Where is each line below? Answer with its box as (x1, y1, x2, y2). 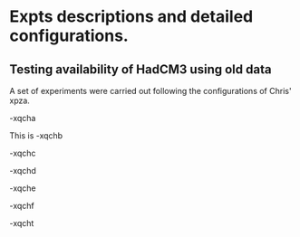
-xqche (9, 183, 36, 194)
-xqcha (9, 113, 36, 123)
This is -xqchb (9, 130, 63, 141)
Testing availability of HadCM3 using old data (9, 62, 272, 77)
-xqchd (9, 166, 36, 175)
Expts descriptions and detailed (9, 6, 254, 27)
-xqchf (9, 201, 34, 211)
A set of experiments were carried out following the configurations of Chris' (9, 86, 292, 96)
